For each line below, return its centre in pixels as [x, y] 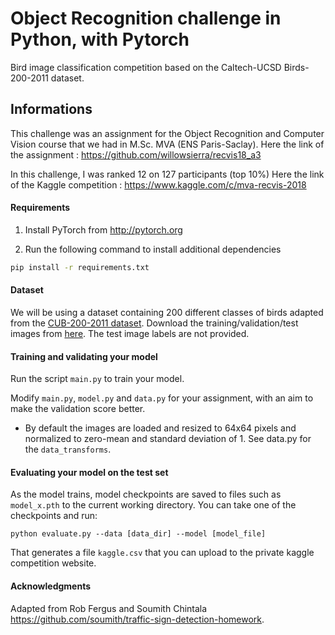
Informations [51, 109]
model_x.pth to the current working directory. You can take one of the [153, 505]
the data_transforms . [68, 449]
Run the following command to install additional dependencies [153, 249]
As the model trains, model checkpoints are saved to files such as [146, 494]
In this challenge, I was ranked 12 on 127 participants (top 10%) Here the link [167, 174]
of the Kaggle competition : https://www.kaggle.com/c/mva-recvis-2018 [158, 184]
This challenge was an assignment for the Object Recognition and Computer [167, 133]
